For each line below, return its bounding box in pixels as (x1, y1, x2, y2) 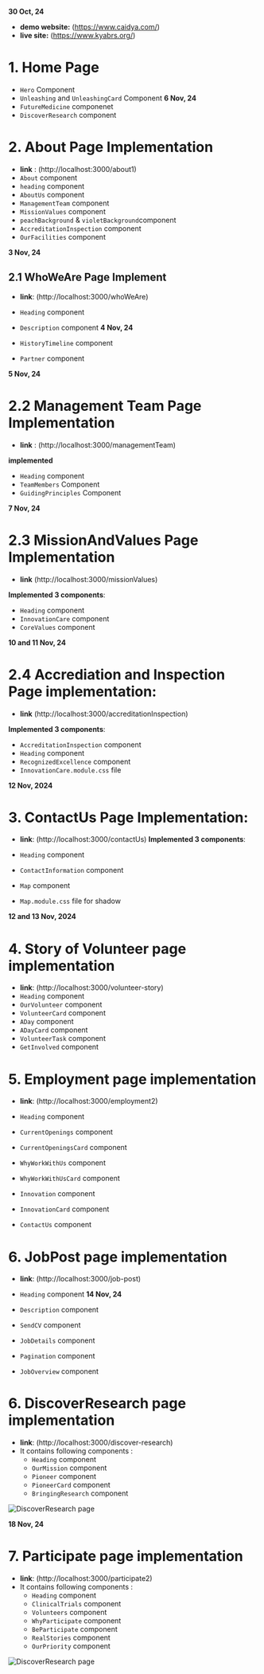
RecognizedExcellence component (19, 757, 131, 766)
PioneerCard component (31, 1480, 111, 1490)
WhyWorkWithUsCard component (19, 1174, 121, 1183)
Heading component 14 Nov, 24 (19, 1289, 122, 1299)
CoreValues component (19, 622, 95, 632)
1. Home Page (8, 59, 99, 76)
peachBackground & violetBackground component (19, 215, 177, 225)
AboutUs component (19, 190, 85, 199)
